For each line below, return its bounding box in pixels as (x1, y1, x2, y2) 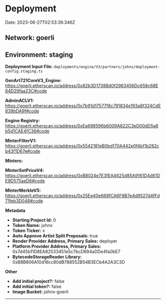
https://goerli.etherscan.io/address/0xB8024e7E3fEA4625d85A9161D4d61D (5, 173, 161, 178)
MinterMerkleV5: (5, 187, 41, 193)
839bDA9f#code (5, 108, 40, 114)
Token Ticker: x (12, 228, 45, 234)
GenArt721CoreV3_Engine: (5, 78, 62, 84)
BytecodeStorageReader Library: (12, 254, 82, 260)
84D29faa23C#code (5, 88, 47, 94)
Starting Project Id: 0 (12, 217, 56, 223)
